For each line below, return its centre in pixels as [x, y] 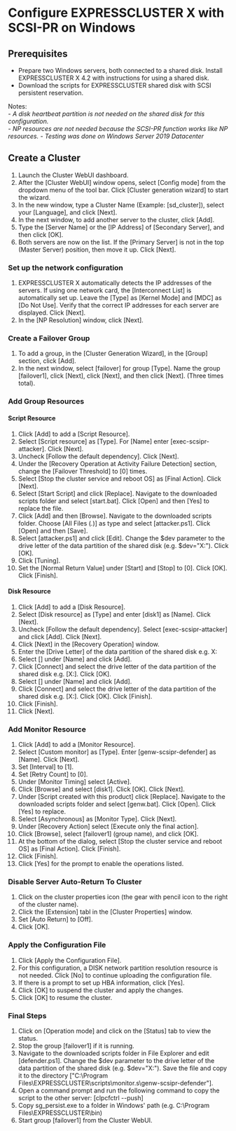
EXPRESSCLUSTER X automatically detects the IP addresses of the [115, 283]
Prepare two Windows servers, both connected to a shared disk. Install [120, 70]
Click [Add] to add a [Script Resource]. [74, 434]
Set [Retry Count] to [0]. [53, 774]
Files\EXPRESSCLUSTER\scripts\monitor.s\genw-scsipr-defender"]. [116, 1083]
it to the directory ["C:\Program [63, 1075]
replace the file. [41, 508]
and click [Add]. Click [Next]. [60, 636]
